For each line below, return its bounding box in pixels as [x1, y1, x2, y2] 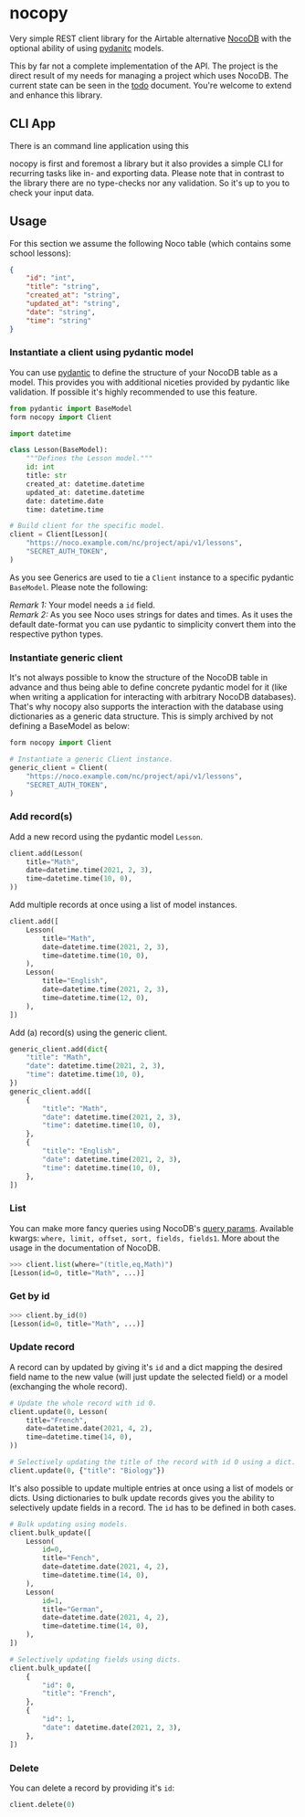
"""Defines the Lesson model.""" [26, 454, 153, 463]
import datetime [9, 428, 71, 438]
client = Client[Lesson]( [9, 530, 108, 539]
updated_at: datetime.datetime [26, 488, 145, 497]
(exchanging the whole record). [9, 1380, 128, 1391]
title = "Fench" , [42, 1554, 100, 1563]
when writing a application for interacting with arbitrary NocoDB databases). [9, 692, 297, 703]
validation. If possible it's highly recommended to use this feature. [9, 386, 258, 397]
